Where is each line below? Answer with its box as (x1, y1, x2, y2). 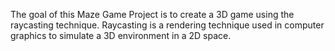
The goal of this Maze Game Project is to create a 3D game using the (10, 9, 295, 20)
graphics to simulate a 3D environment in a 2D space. (10, 30, 232, 41)
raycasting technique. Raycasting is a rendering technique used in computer (10, 19, 325, 31)
